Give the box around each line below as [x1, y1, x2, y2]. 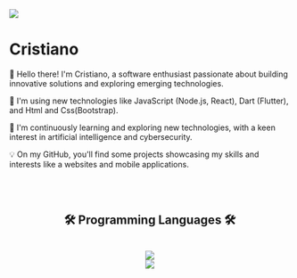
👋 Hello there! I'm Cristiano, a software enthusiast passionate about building [9, 69, 288, 79]
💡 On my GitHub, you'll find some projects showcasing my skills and [9, 149, 260, 159]
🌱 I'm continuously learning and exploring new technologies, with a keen [9, 122, 276, 133]
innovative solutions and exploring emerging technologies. [9, 78, 225, 88]
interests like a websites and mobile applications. [9, 159, 189, 169]
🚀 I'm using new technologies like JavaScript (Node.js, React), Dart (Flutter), [9, 95, 289, 106]
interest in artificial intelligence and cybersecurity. [9, 131, 194, 142]
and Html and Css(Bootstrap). [9, 104, 119, 115]
